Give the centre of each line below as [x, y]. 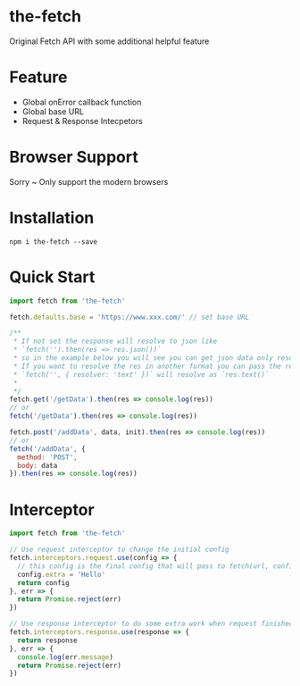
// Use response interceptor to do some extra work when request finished [151, 624]
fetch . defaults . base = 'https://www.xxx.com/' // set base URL [129, 317]
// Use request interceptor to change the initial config [119, 550]
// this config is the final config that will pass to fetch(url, [143, 566]
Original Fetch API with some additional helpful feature [109, 41]
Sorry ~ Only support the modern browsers [89, 181]
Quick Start [52, 276]
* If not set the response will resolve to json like [115, 341]
